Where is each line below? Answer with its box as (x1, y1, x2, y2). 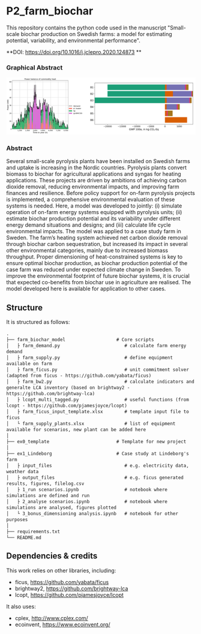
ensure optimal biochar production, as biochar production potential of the (6, 260, 188, 267)
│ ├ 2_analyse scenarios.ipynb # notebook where (6, 498, 168, 504)
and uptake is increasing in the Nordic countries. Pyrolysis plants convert (6, 164, 187, 172)
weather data (6, 468, 39, 474)
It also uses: (6, 603, 36, 610)
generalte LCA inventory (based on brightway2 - (6, 384, 130, 390)
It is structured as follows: (6, 318, 70, 325)
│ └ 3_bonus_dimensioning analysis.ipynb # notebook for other (6, 510, 179, 516)
